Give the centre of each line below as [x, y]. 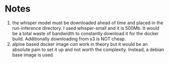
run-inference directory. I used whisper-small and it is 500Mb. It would [86, 28]
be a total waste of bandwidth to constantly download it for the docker [85, 33]
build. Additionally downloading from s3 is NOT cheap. [69, 39]
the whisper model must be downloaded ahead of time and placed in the [88, 23]
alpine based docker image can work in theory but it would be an [80, 44]
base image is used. [33, 55]
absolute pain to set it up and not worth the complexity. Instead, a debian [88, 49]
